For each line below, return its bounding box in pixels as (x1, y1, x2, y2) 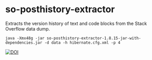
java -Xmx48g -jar (5, 36, 45, 41)
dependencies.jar (5, 40, 43, 45)
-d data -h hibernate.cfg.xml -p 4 (44, 40, 121, 45)
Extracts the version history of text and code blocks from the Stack (5, 20, 147, 26)
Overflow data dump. (5, 25, 50, 32)
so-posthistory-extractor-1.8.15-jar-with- (46, 36, 141, 41)
